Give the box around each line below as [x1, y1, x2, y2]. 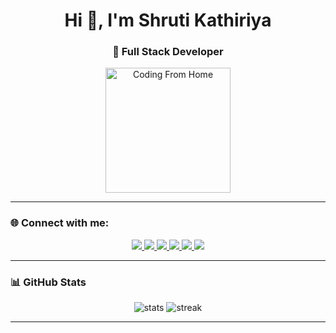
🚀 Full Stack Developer [112, 45, 224, 59]
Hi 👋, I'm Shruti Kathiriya [64, 9, 272, 32]
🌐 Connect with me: [10, 216, 110, 230]
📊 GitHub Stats [10, 275, 87, 289]
